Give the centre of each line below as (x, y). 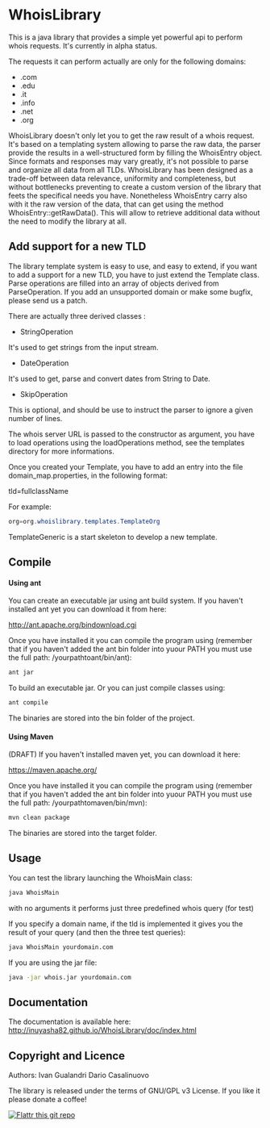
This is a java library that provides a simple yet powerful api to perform (126, 37)
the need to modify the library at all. (68, 221)
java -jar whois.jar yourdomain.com (70, 977)
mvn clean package (39, 818)
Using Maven (31, 737)
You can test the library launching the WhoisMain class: (101, 878)
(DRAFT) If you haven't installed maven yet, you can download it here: (124, 754)
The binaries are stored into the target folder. (83, 833)
